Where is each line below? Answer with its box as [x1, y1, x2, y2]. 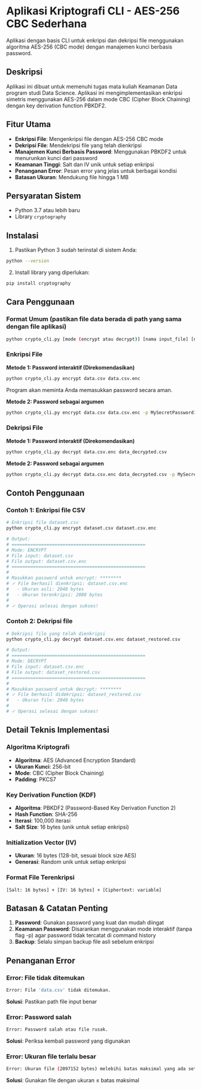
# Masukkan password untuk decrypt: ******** [6, 686, 121, 692]
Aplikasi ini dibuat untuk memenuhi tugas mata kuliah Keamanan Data [6, 83, 178, 90]
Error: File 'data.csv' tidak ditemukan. [6, 987, 111, 993]
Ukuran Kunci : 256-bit [14, 763, 71, 770]
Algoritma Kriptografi [6, 743, 70, 751]
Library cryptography [14, 213, 67, 220]
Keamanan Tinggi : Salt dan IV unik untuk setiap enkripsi [14, 161, 154, 168]
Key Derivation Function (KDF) [6, 790, 96, 799]
